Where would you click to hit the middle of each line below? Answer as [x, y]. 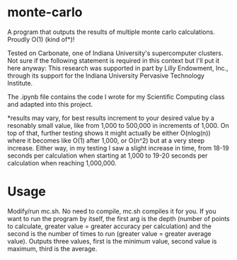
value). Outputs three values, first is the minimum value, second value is [112, 241]
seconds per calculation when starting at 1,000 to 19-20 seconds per [108, 155]
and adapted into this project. [50, 104]
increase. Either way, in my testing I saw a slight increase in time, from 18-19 [118, 148]
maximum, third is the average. [52, 249]
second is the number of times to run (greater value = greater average [109, 233]
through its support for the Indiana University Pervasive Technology [106, 76]
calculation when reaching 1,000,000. [62, 162]
